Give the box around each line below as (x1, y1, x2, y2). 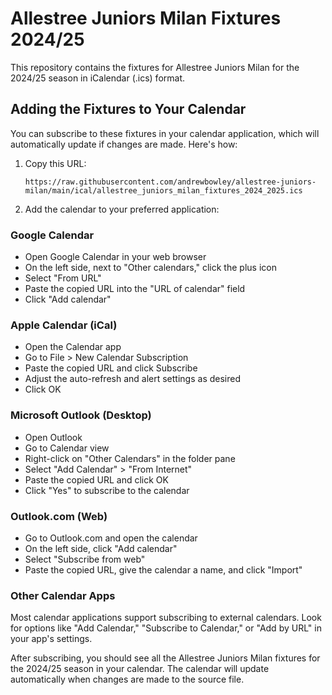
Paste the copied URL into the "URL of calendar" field (24, 283, 246, 295)
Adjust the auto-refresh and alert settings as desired (24, 373, 241, 385)
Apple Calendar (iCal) (10, 318, 118, 332)
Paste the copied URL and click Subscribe (24, 362, 198, 374)
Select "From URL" (24, 272, 102, 284)
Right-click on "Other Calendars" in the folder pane (24, 452, 236, 464)
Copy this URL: (24, 157, 87, 169)
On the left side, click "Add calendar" (24, 542, 178, 554)
